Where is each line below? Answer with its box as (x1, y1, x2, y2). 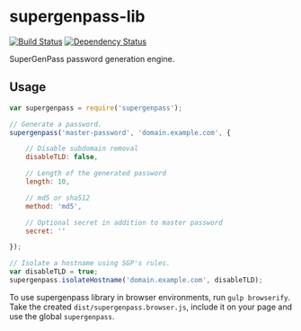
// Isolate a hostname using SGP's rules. (9, 259, 171, 268)
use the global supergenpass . (9, 310, 115, 321)
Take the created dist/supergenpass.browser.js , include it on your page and (9, 301, 292, 312)
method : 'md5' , (25, 201, 83, 210)
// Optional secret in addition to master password (25, 218, 223, 227)
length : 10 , (25, 177, 70, 186)
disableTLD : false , (25, 153, 99, 162)
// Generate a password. (9, 120, 102, 129)
